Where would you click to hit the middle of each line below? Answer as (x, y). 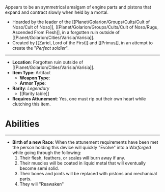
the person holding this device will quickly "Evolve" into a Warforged (82, 147)
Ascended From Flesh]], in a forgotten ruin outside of (66, 32)
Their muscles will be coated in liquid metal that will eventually (82, 163)
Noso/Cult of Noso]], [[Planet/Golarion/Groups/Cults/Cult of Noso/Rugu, (85, 27)
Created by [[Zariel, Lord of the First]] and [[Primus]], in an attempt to (82, 43)
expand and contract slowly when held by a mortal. (57, 12)
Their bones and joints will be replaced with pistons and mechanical (88, 173)
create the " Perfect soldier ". (40, 48)
